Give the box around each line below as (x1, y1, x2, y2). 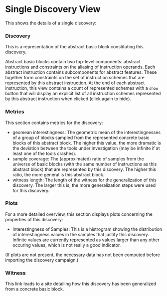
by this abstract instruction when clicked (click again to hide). (5, 96, 131, 102)
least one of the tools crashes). (12, 150, 76, 156)
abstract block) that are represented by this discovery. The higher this (12, 166, 156, 172)
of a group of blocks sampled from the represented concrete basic (12, 135, 150, 141)
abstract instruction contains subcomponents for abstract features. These (5, 69, 157, 75)
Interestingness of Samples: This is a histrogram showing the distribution (12, 226, 163, 232)
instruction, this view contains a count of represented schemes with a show (5, 85, 159, 91)
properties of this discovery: (5, 216, 63, 222)
